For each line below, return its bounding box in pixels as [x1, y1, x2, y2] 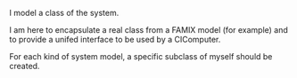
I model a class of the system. [9, 8, 120, 18]
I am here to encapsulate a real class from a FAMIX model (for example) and [9, 25, 288, 35]
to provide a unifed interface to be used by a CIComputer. [9, 35, 221, 44]
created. [9, 61, 40, 71]
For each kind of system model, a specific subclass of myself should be [9, 51, 273, 61]
